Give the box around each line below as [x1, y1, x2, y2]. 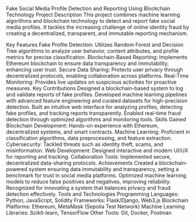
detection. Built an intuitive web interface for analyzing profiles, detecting [6, 104, 183, 110]
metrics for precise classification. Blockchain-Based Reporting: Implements [6, 54, 188, 60]
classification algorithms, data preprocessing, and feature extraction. [6, 135, 173, 141]
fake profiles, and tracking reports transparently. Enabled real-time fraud [6, 110, 181, 117]
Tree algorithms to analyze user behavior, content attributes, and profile [6, 47, 179, 54]
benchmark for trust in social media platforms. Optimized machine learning [6, 172, 187, 179]
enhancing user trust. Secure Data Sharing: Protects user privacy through [6, 66, 183, 73]
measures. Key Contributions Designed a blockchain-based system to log [6, 85, 183, 91]
